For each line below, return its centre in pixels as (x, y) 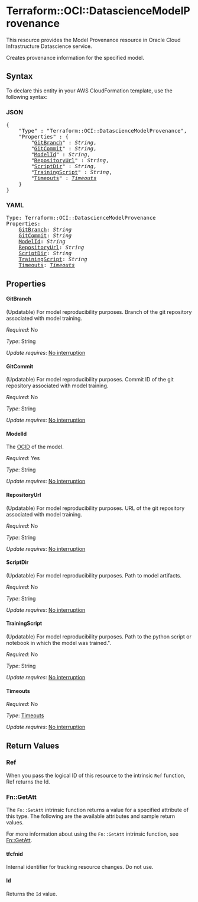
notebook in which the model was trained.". (59, 643)
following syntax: (27, 97)
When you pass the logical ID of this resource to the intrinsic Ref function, (96, 775)
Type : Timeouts (25, 715)
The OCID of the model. (35, 447)
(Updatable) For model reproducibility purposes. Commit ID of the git (90, 380)
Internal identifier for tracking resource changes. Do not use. (80, 867)
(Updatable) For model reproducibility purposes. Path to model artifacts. (94, 575)
